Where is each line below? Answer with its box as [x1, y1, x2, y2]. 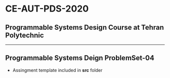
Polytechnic [5, 31, 44, 39]
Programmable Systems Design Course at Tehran [5, 23, 164, 32]
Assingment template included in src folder [12, 67, 103, 73]
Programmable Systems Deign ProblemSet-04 [5, 54, 154, 62]
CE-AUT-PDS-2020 [5, 3, 89, 15]
